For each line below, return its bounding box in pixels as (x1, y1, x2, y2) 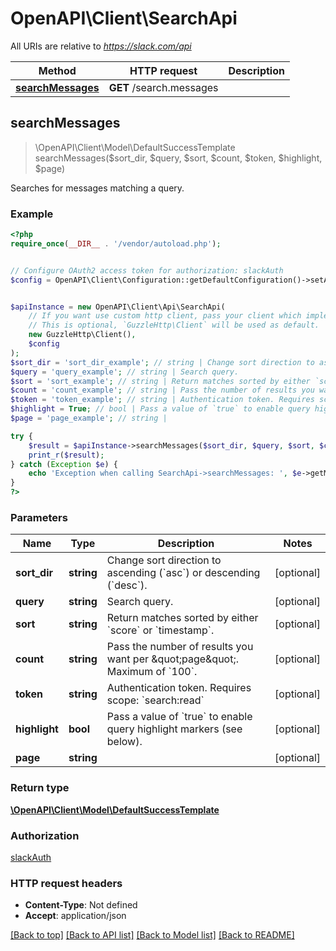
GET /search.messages (108, 80, 219, 94)
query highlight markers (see (106, 722, 243, 736)
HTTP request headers (10, 876, 123, 890)
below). (106, 735, 143, 749)
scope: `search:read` (106, 693, 205, 707)
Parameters (10, 510, 68, 524)
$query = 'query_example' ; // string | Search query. (10, 367, 240, 377)
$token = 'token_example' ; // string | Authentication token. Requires (10, 395, 315, 405)
